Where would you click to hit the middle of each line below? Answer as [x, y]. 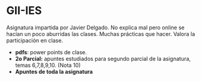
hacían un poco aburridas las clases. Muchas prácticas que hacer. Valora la [101, 33]
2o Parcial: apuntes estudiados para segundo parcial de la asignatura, [103, 58]
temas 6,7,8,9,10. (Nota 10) [48, 65]
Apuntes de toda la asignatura [54, 71]
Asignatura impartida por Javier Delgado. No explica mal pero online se [96, 27]
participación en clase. [35, 40]
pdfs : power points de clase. [51, 52]
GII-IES [24, 11]
